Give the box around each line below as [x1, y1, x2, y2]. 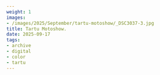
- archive [6, 43, 32, 49]
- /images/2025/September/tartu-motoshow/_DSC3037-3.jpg [6, 20, 155, 26]
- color [6, 54, 26, 60]
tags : [6, 37, 20, 43]
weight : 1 [6, 8, 32, 15]
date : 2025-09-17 [6, 31, 51, 37]
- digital [6, 48, 32, 54]
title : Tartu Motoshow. [6, 25, 67, 32]
